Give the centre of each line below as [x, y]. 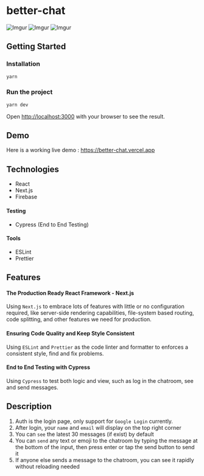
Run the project [30, 92]
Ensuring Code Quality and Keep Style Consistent [71, 333]
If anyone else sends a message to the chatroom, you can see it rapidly [104, 460]
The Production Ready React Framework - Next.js [70, 293]
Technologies [33, 169]
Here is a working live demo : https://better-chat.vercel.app [81, 150]
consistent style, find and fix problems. [55, 353]
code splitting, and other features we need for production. [79, 320]
